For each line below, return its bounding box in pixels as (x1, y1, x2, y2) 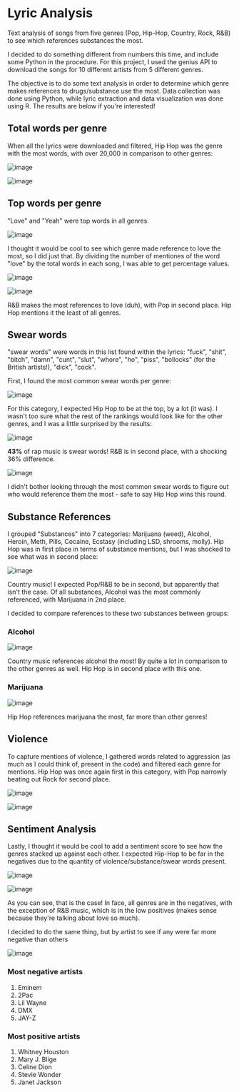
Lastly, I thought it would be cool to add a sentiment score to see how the (7, 842, 223, 851)
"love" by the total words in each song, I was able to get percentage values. (7, 259, 230, 268)
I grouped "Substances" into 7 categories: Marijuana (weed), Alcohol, (7, 530, 212, 538)
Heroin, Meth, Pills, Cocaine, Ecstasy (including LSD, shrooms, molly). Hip (7, 537, 225, 546)
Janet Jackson (17, 1078, 62, 1086)
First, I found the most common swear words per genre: (7, 377, 171, 385)
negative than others (7, 935, 68, 944)
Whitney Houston (17, 1048, 69, 1056)
